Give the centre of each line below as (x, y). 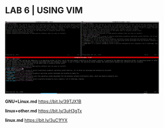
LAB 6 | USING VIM (44, 10)
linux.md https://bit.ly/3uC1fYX (36, 120)
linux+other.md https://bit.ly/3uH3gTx (43, 111)
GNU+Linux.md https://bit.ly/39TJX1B (43, 101)
